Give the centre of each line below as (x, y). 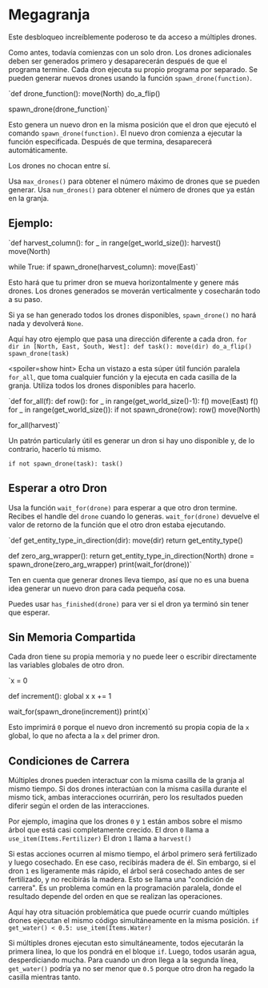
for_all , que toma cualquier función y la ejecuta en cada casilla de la (123, 377)
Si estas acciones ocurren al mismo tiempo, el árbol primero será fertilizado (133, 854)
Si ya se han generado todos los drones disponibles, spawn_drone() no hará (132, 315)
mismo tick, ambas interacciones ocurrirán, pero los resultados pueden (126, 797)
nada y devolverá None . (46, 323)
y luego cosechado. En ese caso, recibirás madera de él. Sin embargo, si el (132, 862)
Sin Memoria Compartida (72, 637)
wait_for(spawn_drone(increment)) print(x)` (79, 712)
